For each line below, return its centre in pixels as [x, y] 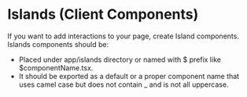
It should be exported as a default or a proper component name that [129, 76]
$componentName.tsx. [56, 67]
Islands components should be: [58, 44]
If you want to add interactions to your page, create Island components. [123, 36]
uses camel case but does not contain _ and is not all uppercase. [124, 84]
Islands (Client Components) [103, 14]
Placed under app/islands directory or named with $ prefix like [120, 59]
